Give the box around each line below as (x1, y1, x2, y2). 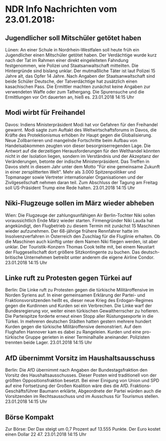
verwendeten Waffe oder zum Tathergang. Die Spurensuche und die (5, 89, 145, 95)
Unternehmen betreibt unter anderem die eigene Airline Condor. (24, 254, 155, 260)
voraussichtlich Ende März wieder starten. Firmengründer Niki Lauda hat (5, 217, 154, 223)
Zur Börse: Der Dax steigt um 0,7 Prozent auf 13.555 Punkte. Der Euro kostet (5, 426, 161, 432)
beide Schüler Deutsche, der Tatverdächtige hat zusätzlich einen (5, 78, 138, 84)
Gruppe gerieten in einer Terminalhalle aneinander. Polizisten (25, 334, 150, 340)
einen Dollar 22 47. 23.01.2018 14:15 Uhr (5, 432, 87, 438)
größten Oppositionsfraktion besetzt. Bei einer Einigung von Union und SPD (5, 378, 160, 384)
